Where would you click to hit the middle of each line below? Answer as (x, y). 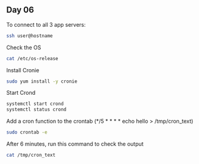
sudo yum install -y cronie (42, 81)
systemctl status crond (37, 110)
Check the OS (24, 47)
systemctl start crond (35, 104)
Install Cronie (23, 70)
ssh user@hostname (30, 36)
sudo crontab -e (27, 132)
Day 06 (20, 10)
